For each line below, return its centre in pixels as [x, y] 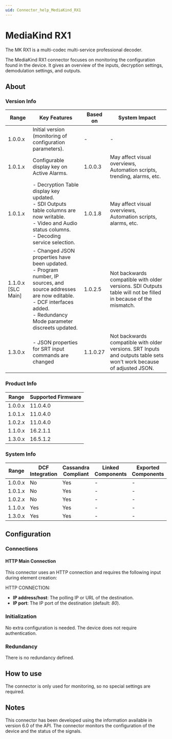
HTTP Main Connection [31, 561]
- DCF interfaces [53, 302]
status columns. [52, 230]
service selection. [54, 243]
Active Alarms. [50, 173]
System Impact [137, 118]
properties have [51, 257]
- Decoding [47, 236]
